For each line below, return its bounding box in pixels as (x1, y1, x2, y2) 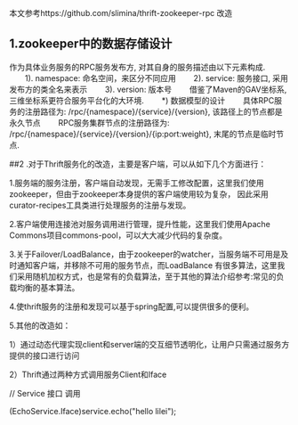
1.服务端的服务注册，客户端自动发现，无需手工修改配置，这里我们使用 (9, 177, 264, 188)
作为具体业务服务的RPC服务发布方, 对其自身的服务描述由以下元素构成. (9, 61, 266, 72)
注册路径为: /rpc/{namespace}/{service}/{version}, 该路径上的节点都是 (24, 106, 283, 117)
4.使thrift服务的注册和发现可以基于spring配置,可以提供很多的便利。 (9, 301, 254, 312)
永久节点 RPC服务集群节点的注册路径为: (9, 117, 171, 127)
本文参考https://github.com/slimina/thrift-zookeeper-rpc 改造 (9, 8, 233, 18)
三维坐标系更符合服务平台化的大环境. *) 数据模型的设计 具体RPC (9, 94, 275, 105)
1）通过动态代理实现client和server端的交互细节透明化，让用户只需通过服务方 (9, 339, 290, 349)
